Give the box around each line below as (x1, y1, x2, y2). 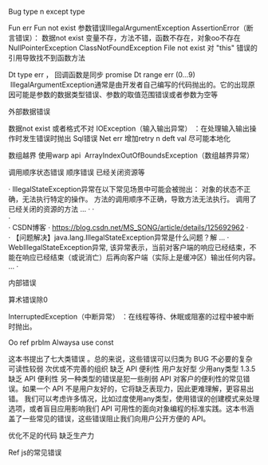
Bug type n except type (8, 7, 85, 16)
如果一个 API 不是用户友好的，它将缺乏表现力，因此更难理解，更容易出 (22, 384, 254, 393)
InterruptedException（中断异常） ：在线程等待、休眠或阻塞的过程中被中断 (8, 312, 254, 321)
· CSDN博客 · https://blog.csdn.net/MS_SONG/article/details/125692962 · (8, 223, 249, 232)
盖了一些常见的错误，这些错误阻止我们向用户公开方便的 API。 (8, 414, 211, 423)
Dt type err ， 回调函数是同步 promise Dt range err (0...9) (8, 70, 195, 79)
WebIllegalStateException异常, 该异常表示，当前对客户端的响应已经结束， (8, 243, 250, 252)
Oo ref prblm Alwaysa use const (8, 338, 114, 347)
